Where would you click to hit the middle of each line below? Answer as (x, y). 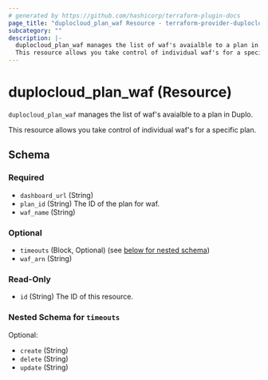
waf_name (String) (47, 212)
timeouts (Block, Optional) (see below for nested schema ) (114, 250)
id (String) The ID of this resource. (77, 297)
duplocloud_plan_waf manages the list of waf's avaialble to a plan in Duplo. (131, 114)
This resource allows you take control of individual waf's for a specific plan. (132, 129)
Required (26, 178)
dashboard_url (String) (57, 195)
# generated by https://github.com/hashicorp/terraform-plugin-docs (124, 16)
